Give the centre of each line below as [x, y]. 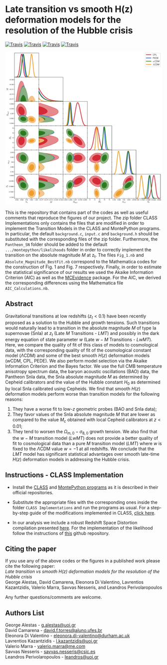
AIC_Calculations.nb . [27, 288]
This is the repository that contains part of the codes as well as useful [77, 213]
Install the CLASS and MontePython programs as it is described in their [85, 487]
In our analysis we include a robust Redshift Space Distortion [75, 522]
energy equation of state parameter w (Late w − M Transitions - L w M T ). [79, 340]
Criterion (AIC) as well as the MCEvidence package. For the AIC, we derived [83, 277]
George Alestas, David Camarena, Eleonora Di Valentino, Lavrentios [74, 582]
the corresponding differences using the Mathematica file [64, 283]
